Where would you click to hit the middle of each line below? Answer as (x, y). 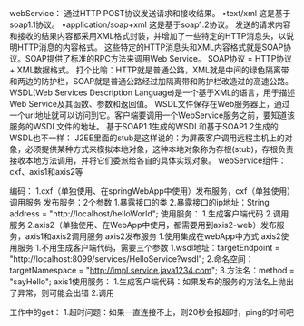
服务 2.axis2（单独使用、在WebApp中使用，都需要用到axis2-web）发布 (143, 225)
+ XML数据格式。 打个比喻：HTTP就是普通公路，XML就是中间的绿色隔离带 (149, 70)
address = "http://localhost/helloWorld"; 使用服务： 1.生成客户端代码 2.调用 (149, 214)
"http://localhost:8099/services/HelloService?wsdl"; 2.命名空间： (132, 259)
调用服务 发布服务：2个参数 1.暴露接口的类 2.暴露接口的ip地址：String (139, 202)
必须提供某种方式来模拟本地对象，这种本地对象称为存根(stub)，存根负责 (160, 149)
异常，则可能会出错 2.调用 (66, 293)
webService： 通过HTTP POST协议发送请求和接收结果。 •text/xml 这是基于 (150, 13)
